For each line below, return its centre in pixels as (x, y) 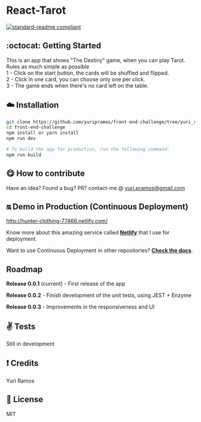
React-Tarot (36, 10)
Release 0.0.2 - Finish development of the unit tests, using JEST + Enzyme (99, 295)
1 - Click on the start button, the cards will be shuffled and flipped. (88, 73)
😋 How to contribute (45, 174)
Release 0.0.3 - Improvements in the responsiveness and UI (80, 307)
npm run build (24, 155)
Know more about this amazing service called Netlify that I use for (88, 233)
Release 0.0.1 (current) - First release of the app (66, 284)
